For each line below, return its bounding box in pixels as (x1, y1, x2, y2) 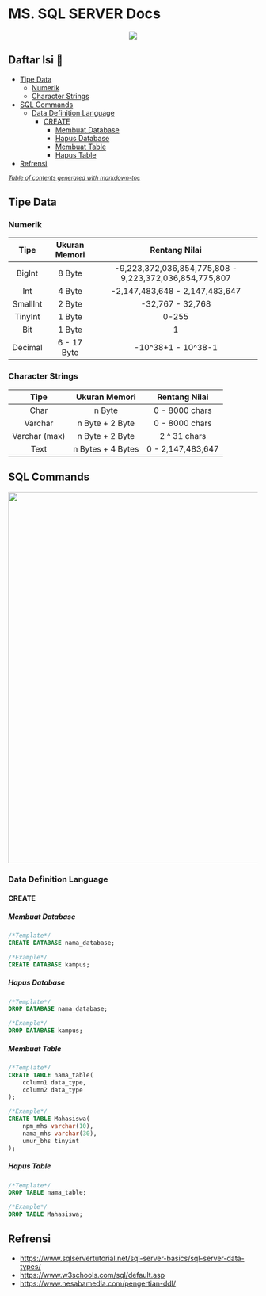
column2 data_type (22, 1086, 83, 1094)
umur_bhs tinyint (22, 1137, 80, 1145)
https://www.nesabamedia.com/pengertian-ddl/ (19, 1279, 177, 1288)
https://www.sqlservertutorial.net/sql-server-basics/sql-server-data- (19, 1253, 245, 1263)
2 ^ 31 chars (159, 430, 207, 441)
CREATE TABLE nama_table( (8, 1071, 93, 1079)
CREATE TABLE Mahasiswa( (8, 1115, 90, 1123)
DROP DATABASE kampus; (8, 1027, 83, 1035)
